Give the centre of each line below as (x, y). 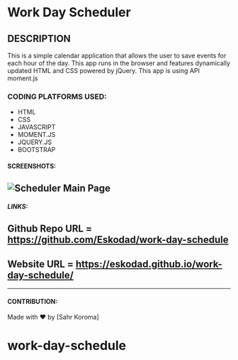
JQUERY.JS (35, 142)
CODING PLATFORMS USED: (57, 97)
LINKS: (18, 206)
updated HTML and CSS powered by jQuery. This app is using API (104, 71)
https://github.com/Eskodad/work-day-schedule (118, 240)
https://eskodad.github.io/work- (149, 264)
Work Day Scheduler (69, 12)
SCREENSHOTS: (32, 166)
